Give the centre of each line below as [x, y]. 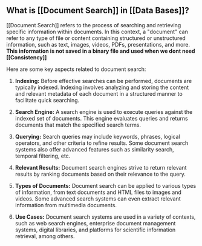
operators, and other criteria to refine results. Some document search [102, 143]
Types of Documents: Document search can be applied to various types [106, 185]
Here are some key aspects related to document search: [76, 69]
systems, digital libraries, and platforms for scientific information [95, 230]
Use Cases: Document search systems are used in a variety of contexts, [105, 217]
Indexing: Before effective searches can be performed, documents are [103, 81]
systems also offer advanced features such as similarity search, [94, 149]
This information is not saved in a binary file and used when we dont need [101, 51]
